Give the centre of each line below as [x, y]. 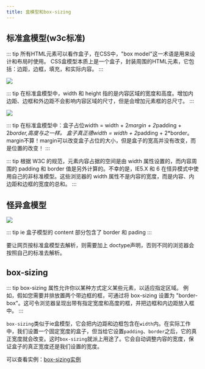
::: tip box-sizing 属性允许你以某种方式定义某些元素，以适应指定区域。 [94, 288]
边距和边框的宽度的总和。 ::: [42, 184]
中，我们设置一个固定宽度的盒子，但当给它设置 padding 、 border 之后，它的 [99, 331]
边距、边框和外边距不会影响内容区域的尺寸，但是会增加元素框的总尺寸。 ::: [100, 101]
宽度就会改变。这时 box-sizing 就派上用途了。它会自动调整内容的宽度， [100, 339]
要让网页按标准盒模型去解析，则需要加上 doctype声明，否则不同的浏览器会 [100, 245]
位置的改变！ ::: [31, 148]
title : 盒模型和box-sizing [39, 12]
